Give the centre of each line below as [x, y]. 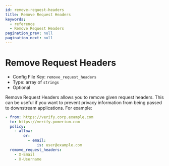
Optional [21, 87]
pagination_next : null [29, 38]
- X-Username [28, 159]
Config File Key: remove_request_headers [54, 76]
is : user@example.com [60, 145]
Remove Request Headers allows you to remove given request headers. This [84, 97]
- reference [22, 24]
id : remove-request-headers [35, 10]
